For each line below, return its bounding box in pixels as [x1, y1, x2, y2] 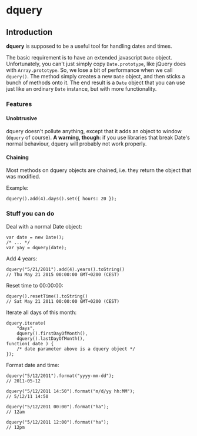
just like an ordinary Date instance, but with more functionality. [6, 85, 157, 92]
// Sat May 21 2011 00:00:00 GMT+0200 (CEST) [6, 298, 119, 304]
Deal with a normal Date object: [6, 223, 82, 230]
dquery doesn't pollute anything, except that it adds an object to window [6, 128, 182, 135]
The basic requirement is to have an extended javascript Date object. [6, 54, 172, 61]
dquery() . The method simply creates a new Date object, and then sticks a [6, 73, 185, 80]
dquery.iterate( [6, 320, 46, 326]
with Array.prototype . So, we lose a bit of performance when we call [6, 67, 173, 74]
